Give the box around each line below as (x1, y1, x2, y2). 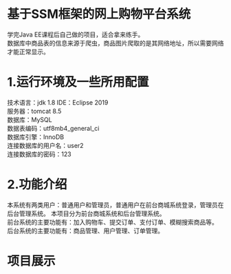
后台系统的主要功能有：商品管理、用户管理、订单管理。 (7, 226, 164, 235)
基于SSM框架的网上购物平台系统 (7, 6, 191, 22)
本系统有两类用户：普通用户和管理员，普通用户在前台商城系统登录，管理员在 (7, 200, 224, 209)
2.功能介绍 (7, 177, 67, 193)
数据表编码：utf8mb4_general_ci (7, 124, 100, 132)
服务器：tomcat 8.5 (7, 107, 62, 115)
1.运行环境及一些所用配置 (7, 74, 149, 90)
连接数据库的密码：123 (7, 149, 71, 158)
